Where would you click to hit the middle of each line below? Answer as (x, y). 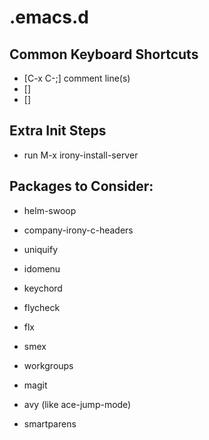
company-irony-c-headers (78, 230)
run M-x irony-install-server (81, 155)
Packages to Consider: (81, 186)
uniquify (41, 249)
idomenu (42, 268)
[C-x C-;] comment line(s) (77, 78)
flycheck (42, 307)
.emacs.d (49, 17)
